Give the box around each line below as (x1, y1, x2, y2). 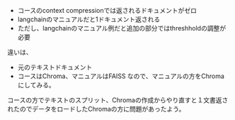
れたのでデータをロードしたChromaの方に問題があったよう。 (7, 105, 185, 113)
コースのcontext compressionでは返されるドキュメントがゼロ (17, 6, 197, 14)
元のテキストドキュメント (17, 63, 93, 71)
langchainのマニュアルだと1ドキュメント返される (17, 15, 161, 23)
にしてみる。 (17, 81, 55, 89)
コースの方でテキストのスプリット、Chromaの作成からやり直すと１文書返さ (7, 96, 229, 104)
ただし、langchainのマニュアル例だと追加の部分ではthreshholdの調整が (17, 24, 227, 32)
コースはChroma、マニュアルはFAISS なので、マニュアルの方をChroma (17, 72, 225, 80)
